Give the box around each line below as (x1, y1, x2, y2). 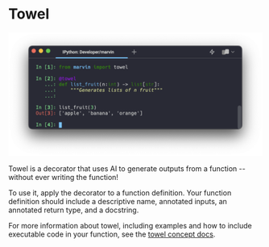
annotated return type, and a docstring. (8, 205, 139, 215)
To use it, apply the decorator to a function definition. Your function (8, 188, 232, 198)
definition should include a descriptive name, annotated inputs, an (8, 197, 228, 207)
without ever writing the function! (8, 173, 119, 182)
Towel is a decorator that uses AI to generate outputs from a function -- (8, 164, 246, 174)
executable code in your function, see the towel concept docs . (8, 229, 216, 239)
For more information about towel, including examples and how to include (8, 221, 252, 231)
